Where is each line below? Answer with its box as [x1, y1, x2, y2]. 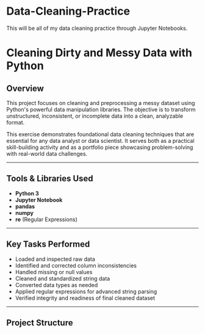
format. [6, 118, 25, 126]
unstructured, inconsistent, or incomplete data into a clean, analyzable [6, 112, 184, 120]
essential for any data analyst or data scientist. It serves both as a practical [6, 137, 195, 144]
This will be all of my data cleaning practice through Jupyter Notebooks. [6, 24, 188, 32]
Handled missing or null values [15, 268, 93, 275]
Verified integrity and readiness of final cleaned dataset [15, 294, 156, 302]
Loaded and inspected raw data [15, 255, 96, 263]
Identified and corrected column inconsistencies [15, 261, 137, 269]
